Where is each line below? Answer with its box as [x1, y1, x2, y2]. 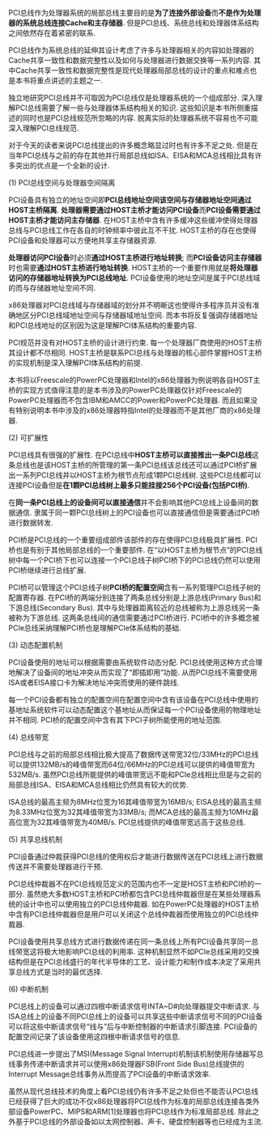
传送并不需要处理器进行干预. [8, 862, 104, 871]
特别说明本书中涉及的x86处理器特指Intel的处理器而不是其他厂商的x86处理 [15, 406, 261, 415]
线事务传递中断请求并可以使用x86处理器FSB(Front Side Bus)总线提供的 [8, 1060, 244, 1068]
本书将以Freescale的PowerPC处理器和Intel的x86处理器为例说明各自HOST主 [8, 376, 261, 384]
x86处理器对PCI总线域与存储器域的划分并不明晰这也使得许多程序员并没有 [8, 300, 253, 310]
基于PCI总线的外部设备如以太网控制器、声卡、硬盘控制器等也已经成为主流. [15, 1117, 263, 1126]
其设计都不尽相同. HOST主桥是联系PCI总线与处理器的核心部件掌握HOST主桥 [8, 348, 263, 357]
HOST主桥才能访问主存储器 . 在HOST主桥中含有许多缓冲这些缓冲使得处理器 [8, 215, 258, 225]
